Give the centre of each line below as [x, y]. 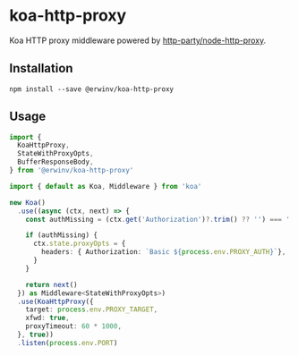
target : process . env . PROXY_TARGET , [92, 309]
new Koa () [28, 202]
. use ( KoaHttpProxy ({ [55, 301]
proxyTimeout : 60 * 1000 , [74, 326]
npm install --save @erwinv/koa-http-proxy [92, 89]
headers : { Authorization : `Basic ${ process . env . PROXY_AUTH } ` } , [164, 252]
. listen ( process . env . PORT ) [68, 343]
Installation [41, 68]
